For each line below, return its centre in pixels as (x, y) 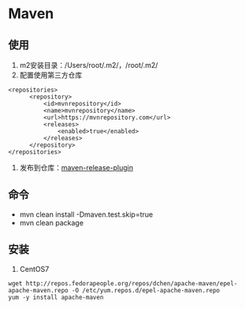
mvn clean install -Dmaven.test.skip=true (86, 214)
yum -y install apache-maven (56, 297)
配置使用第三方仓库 (51, 75)
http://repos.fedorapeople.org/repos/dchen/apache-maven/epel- (132, 283)
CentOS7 (34, 269)
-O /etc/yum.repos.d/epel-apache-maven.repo (146, 290)
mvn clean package (52, 222)
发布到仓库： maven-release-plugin (76, 168)
